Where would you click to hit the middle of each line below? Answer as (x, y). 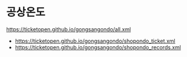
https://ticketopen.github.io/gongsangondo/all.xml (69, 29)
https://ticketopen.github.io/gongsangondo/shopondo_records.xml (98, 47)
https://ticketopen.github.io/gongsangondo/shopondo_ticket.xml (95, 41)
